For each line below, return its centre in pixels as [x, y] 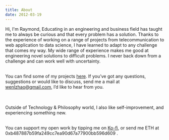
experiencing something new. [36, 113]
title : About [19, 10]
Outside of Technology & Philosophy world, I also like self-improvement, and [84, 107]
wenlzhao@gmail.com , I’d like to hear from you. [54, 87]
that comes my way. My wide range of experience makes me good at [77, 50]
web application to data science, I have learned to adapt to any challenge [81, 45]
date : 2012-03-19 [23, 15]
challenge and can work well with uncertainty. [53, 61]
